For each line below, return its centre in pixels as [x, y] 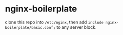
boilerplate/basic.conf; [30, 27]
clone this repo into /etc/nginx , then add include [54, 22]
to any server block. [76, 27]
